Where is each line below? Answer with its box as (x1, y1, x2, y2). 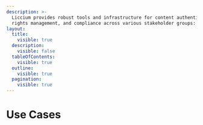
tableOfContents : (11, 54, 56, 60)
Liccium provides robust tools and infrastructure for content (11, 14, 174, 21)
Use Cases (6, 108, 62, 121)
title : (11, 31, 28, 37)
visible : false (17, 48, 56, 54)
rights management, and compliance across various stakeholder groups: (11, 20, 196, 26)
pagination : (11, 76, 42, 82)
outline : (11, 65, 34, 71)
